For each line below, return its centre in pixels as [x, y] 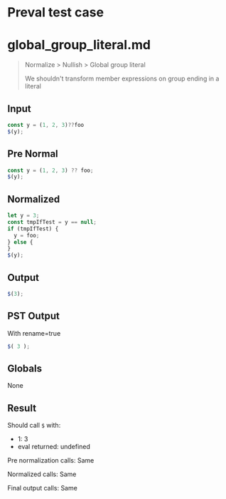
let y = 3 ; [23, 216]
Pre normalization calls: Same [51, 461]
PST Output [34, 316]
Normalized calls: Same [42, 474]
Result [22, 408]
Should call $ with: [34, 426]
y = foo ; [27, 235]
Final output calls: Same [43, 488]
